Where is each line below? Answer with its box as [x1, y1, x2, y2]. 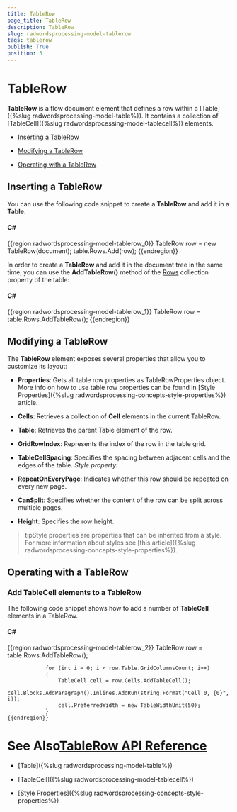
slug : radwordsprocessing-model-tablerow [7, 30, 132, 38]
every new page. [17, 482, 67, 490]
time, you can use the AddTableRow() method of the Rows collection [7, 267, 209, 277]
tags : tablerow [7, 37, 52, 44]
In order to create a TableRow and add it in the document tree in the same [7, 260, 223, 269]
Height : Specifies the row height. [17, 517, 115, 525]
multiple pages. [17, 503, 63, 511]
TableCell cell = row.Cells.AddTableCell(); [57, 677, 192, 684]
